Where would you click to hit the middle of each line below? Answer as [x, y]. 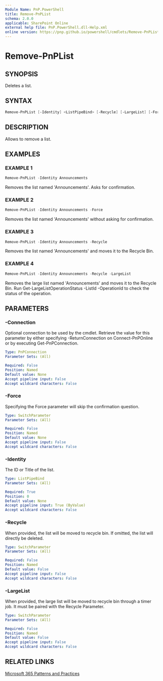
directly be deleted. [24, 538]
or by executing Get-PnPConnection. [42, 343]
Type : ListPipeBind [25, 479]
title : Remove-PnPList [28, 14]
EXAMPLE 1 [19, 168]
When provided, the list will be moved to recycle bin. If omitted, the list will [79, 533]
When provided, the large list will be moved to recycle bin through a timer [78, 601]
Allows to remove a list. [28, 139]
